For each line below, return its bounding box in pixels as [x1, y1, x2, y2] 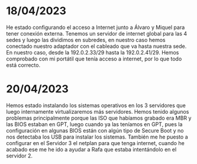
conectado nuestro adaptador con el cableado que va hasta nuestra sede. [6, 43, 187, 50]
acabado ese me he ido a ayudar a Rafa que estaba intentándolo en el [6, 146, 177, 153]
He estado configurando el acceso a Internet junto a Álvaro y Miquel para [6, 24, 185, 31]
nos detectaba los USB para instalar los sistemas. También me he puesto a [6, 133, 188, 140]
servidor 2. [6, 152, 33, 159]
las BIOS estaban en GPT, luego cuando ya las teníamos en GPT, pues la [6, 120, 183, 128]
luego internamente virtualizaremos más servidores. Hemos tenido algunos [6, 108, 189, 115]
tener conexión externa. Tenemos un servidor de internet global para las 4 [6, 30, 188, 37]
